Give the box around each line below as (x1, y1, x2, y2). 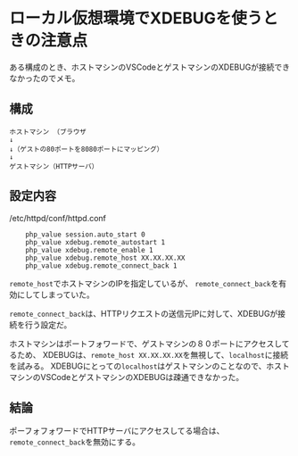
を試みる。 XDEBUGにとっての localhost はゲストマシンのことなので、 (9, 361, 267, 371)
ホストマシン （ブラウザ (9, 127, 87, 137)
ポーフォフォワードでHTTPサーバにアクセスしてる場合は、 (9, 426, 225, 436)
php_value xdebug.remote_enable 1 (25, 245, 153, 254)
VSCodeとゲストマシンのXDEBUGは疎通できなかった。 (39, 371, 244, 382)
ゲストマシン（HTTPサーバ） (9, 162, 99, 170)
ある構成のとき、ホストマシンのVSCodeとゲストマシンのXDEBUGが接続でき (9, 62, 291, 72)
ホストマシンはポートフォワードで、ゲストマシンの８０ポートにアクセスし (9, 338, 283, 349)
